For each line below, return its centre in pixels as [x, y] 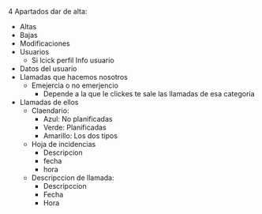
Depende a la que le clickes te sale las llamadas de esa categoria [149, 94]
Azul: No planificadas [78, 119]
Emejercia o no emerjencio [75, 85]
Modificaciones [45, 43]
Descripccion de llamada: [73, 178]
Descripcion [63, 152]
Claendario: [50, 111]
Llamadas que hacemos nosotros [73, 77]
